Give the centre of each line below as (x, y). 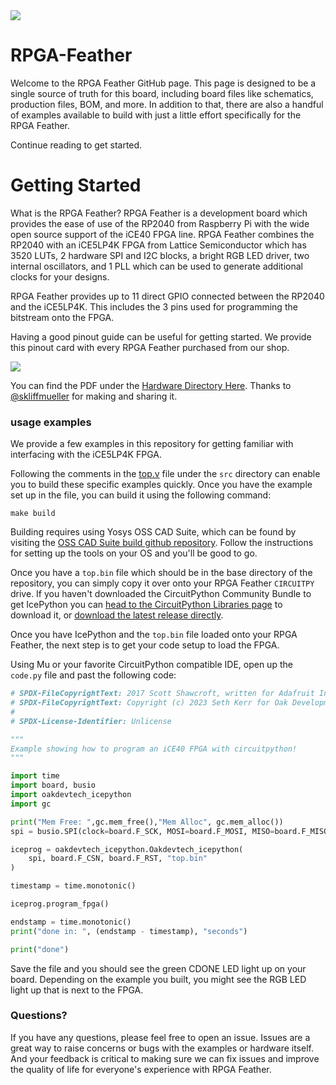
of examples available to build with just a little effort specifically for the (156, 115)
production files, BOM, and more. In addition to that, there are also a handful (167, 104)
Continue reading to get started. (76, 145)
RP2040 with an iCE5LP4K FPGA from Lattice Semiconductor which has (158, 245)
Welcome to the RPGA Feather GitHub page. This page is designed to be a (163, 83)
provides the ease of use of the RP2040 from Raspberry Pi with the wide (160, 223)
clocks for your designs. (60, 276)
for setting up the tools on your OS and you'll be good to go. (134, 553)
